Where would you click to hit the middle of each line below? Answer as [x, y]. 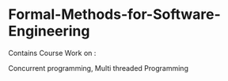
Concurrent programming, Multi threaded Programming [98, 68]
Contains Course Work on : [52, 53]
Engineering [49, 31]
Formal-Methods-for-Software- [115, 15]
